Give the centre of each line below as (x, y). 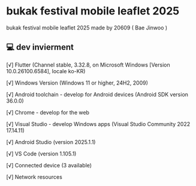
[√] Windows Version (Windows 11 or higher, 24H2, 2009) (77, 83)
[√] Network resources (34, 177)
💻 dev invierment (40, 47)
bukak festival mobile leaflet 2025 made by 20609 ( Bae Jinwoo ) (87, 28)
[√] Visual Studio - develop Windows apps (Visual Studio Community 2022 (98, 124)
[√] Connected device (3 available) (49, 165)
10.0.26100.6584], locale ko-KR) (46, 71)
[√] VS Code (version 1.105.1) (41, 154)
